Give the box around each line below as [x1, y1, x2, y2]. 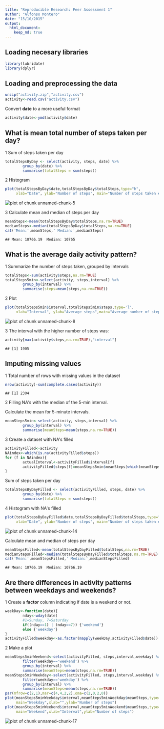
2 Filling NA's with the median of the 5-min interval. [5, 400, 108, 405]
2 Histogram [5, 177, 30, 183]
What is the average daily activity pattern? [5, 250, 137, 259]
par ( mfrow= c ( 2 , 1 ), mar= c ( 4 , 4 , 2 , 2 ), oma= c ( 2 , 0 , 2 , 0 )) [5, 691, 108, 696]
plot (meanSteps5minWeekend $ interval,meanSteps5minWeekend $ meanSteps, [5, 704, 150, 709]
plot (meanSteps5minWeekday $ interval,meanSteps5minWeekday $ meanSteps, [5, 696, 150, 701]
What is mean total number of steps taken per [5, 129, 147, 137]
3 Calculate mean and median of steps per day [5, 210, 99, 216]
